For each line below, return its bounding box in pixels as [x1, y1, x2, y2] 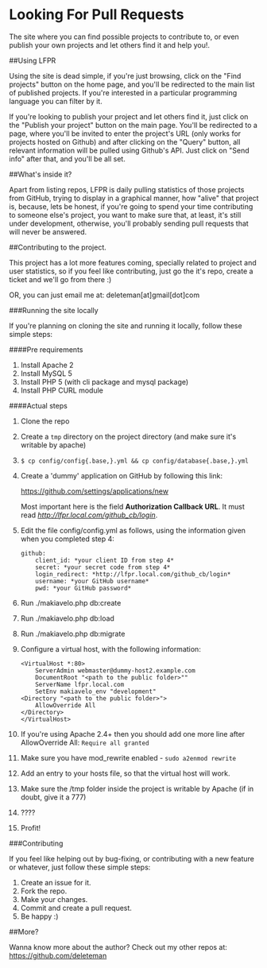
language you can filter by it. [9, 96, 103, 106]
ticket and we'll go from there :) [9, 274, 112, 284]
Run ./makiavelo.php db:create [20, 598, 122, 607]
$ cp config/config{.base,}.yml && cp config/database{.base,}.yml [20, 457, 249, 465]
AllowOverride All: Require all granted [20, 738, 149, 747]
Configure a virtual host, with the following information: [20, 644, 201, 653]
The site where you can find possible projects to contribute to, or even [9, 32, 239, 41]
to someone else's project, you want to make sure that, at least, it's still [9, 210, 242, 219]
